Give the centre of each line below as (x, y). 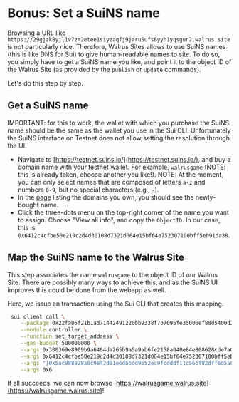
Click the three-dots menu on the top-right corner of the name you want (123, 212)
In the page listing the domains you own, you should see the (106, 197)
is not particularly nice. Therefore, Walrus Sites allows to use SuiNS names (117, 46)
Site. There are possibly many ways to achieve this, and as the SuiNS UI (113, 282)
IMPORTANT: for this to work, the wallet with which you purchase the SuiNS (118, 123)
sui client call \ (38, 316)
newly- (205, 197)
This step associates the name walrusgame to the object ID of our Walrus (113, 274)
